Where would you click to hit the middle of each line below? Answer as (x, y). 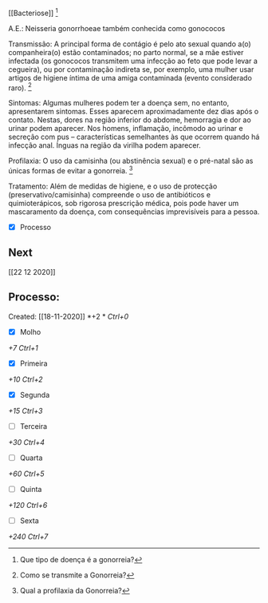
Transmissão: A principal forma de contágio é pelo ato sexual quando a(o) (130, 44)
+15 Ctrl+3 (26, 411)
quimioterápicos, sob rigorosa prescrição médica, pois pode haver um (124, 203)
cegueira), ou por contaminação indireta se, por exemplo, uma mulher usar (131, 69)
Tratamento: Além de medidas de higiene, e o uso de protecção (113, 186)
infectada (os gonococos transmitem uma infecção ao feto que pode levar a (133, 61)
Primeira (33, 363)
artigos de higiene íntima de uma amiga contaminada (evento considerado (130, 77)
